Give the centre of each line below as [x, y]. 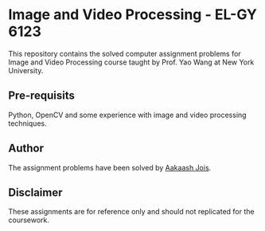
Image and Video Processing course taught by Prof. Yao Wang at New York [131, 62]
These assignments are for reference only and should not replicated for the [131, 212]
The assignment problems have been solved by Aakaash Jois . [110, 167]
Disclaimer [35, 192]
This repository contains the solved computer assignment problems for [125, 53]
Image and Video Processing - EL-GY [132, 15]
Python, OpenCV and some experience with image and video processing [127, 115]
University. [26, 70]
